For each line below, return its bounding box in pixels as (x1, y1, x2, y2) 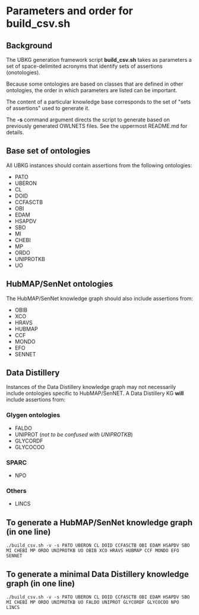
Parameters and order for (6, 4, 134, 18)
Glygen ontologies (6, 411, 61, 419)
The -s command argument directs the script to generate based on (6, 116, 170, 123)
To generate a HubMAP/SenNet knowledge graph (6, 517, 193, 528)
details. (6, 129, 24, 136)
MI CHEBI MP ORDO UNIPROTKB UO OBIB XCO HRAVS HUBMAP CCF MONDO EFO (6, 548, 179, 554)
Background (6, 40, 52, 51)
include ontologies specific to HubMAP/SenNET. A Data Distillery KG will (6, 390, 184, 397)
